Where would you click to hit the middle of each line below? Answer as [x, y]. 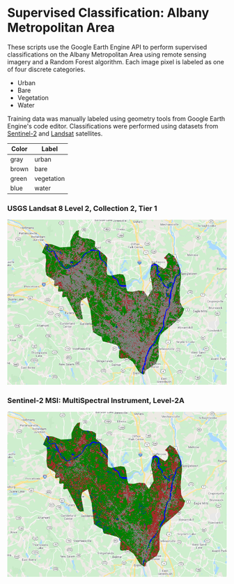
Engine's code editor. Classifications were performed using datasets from [113, 126]
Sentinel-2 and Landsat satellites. [55, 133]
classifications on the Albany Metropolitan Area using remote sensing [107, 54]
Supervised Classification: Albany [108, 13]
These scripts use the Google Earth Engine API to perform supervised [107, 47]
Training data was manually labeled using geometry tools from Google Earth [116, 118]
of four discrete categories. [46, 69]
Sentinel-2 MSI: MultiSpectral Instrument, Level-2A [96, 400]
